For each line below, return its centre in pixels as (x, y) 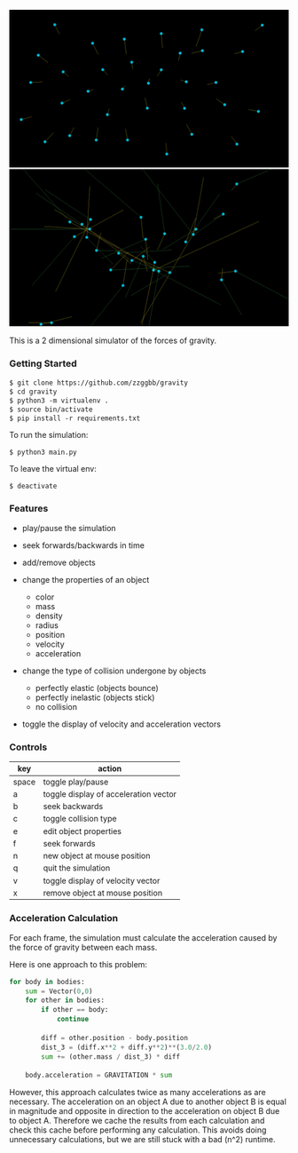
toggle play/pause (76, 782)
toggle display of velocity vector (102, 880)
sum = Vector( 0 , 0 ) (59, 991)
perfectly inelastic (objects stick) (95, 697)
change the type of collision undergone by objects (114, 671)
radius (47, 625)
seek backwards (73, 807)
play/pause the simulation (69, 528)
